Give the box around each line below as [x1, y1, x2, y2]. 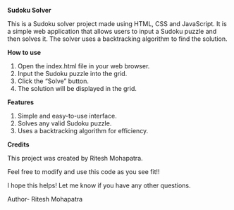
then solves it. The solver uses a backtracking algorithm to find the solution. [7, 35, 228, 43]
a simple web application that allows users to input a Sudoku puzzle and [7, 27, 217, 35]
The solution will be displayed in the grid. [17, 85, 137, 92]
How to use [7, 49, 41, 56]
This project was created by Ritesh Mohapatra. [7, 154, 143, 162]
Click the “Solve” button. [17, 77, 90, 85]
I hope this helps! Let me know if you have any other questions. [7, 181, 191, 190]
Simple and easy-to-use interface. [17, 112, 118, 120]
